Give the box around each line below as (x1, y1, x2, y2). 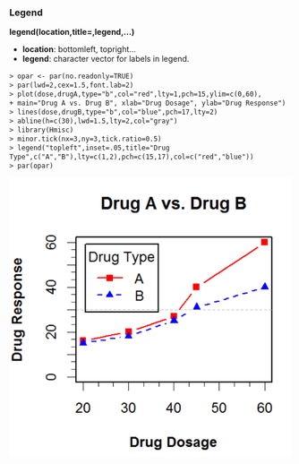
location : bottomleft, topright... (21, 44, 137, 55)
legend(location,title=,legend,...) (9, 27, 135, 38)
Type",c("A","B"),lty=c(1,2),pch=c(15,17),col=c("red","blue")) (9, 152, 254, 162)
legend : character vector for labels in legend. (21, 54, 190, 64)
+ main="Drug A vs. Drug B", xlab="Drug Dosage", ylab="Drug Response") (9, 99, 286, 108)
